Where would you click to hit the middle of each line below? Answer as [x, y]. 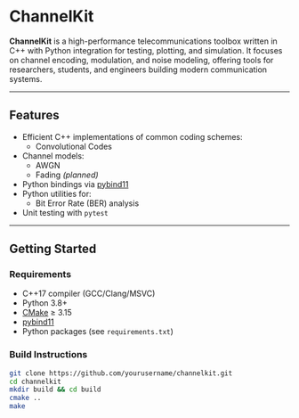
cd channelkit [36, 381]
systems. [26, 78]
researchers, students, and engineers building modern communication [138, 70]
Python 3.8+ [45, 303]
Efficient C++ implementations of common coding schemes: [132, 136]
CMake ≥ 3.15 [47, 313]
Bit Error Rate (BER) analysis [87, 203]
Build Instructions [48, 355]
